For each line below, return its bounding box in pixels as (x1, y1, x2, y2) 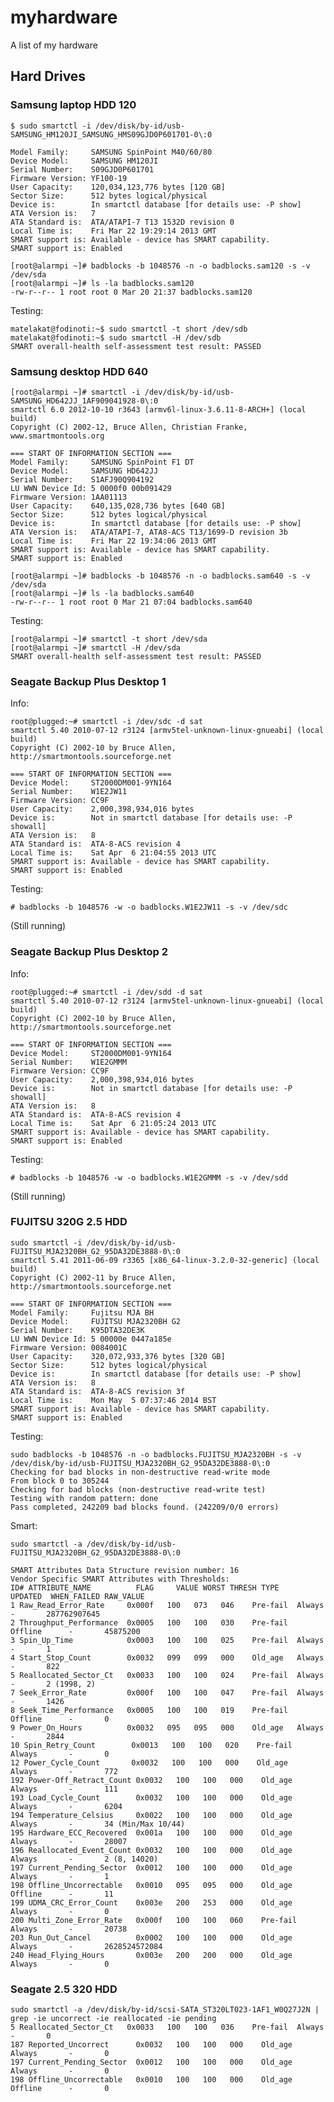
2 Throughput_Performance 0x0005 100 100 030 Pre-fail (10, 1617, 288, 1628)
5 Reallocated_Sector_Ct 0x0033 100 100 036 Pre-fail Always (10, 2022, 325, 2033)
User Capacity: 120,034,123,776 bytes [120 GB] (10, 182, 226, 192)
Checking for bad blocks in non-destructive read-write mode (10, 1467, 271, 1477)
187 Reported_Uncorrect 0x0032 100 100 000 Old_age (10, 2040, 293, 2050)
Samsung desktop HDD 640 (10, 364, 149, 378)
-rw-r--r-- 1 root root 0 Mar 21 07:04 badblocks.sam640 (10, 597, 253, 607)
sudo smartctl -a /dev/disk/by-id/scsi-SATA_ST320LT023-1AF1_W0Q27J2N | (10, 2005, 320, 2015)
